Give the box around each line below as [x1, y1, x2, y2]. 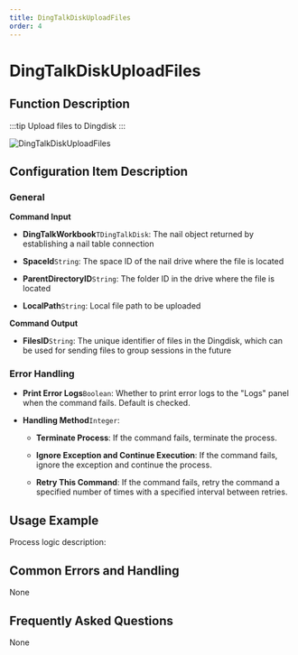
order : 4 [9, 22, 42, 31]
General [9, 190, 45, 203]
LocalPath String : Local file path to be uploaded [22, 300, 201, 311]
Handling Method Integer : [22, 415, 120, 426]
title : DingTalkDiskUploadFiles [9, 13, 131, 23]
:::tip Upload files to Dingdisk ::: [9, 120, 126, 131]
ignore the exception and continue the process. [35, 459, 212, 470]
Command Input [9, 211, 71, 222]
